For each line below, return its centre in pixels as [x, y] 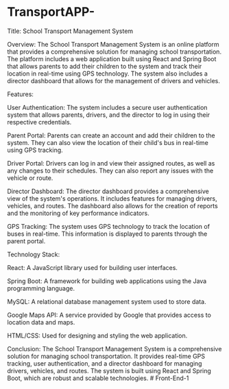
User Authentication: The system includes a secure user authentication [107, 107]
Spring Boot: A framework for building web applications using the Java [107, 281]
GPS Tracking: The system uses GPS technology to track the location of [109, 226]
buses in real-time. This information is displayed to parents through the [107, 234]
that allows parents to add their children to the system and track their [105, 66]
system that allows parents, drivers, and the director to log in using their [109, 115]
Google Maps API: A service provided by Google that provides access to [109, 315]
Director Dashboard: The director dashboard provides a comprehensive [108, 191]
